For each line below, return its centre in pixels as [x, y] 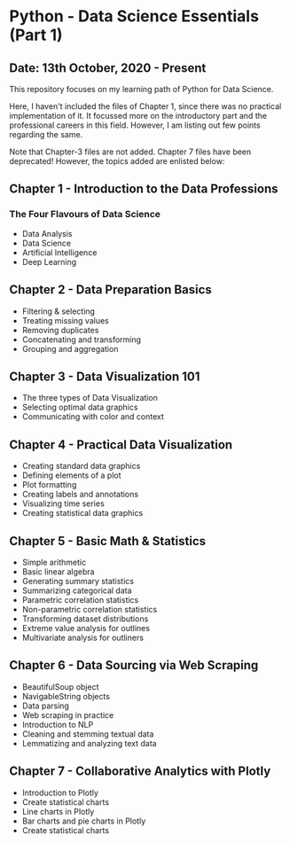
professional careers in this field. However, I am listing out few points [135, 125]
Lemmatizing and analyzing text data [89, 743]
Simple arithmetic [54, 562]
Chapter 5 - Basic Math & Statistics [108, 541]
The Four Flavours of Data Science [85, 215]
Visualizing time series [63, 503]
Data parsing [45, 706]
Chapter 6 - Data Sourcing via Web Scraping [134, 665]
